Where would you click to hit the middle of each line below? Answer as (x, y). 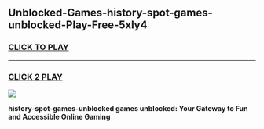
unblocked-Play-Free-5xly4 (78, 25)
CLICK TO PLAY (38, 48)
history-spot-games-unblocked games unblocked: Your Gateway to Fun (128, 108)
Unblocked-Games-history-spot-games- (111, 13)
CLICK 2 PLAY (35, 77)
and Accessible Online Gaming (59, 116)
